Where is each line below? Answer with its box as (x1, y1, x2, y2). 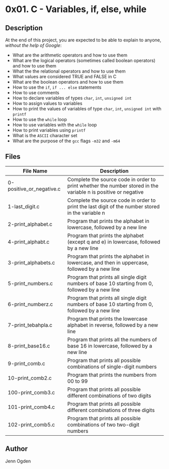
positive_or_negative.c (8, 185, 61, 192)
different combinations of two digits (67, 392, 151, 399)
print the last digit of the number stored (67, 203, 160, 210)
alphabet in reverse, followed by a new (67, 321, 158, 328)
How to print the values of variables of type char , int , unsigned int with (12, 106, 162, 111)
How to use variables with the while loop (12, 122, 97, 128)
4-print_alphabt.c (8, 238, 50, 245)
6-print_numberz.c (8, 301, 53, 308)
